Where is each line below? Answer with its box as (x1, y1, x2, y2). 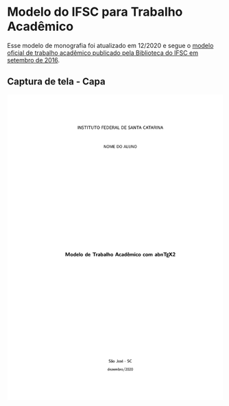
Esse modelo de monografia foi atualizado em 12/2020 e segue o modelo (7, 41, 214, 49)
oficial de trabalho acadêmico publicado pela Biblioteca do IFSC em (7, 49, 199, 57)
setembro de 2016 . (7, 56, 60, 64)
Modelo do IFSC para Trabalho (7, 4, 183, 20)
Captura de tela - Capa (7, 76, 106, 88)
